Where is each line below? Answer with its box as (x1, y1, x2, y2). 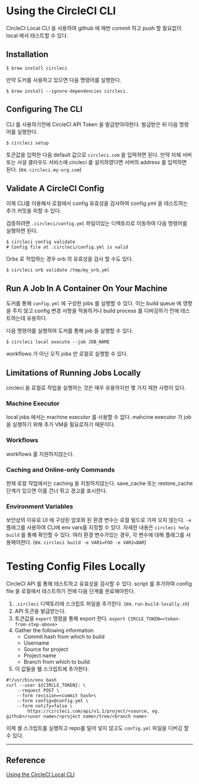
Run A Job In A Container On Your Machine (6, 283, 168, 293)
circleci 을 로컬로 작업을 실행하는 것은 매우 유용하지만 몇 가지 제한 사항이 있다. (6, 384, 187, 391)
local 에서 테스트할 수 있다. (6, 31, 68, 39)
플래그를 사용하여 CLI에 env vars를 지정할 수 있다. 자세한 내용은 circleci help (6, 524, 190, 531)
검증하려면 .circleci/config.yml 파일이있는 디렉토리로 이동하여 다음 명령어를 (6, 220, 188, 227)
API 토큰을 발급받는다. (14, 607, 66, 615)
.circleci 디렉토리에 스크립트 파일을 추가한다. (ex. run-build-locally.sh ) (14, 600, 190, 607)
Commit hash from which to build (23, 633, 105, 641)
